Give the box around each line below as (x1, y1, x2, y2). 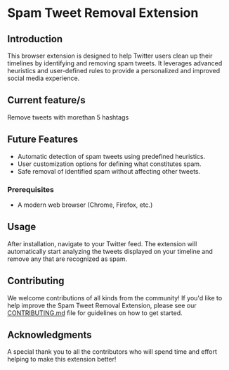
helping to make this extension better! (7, 355, 117, 364)
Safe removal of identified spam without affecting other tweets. (17, 167, 201, 175)
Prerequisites (7, 184, 54, 194)
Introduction (7, 33, 63, 45)
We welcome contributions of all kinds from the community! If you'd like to (7, 293, 223, 302)
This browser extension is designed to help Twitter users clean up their (7, 51, 213, 60)
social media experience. (7, 74, 80, 82)
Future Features (7, 134, 79, 146)
